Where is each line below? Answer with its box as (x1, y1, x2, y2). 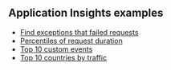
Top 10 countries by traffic (19, 52, 107, 62)
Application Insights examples (8, 6, 164, 20)
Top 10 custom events (19, 44, 93, 54)
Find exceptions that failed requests (19, 27, 139, 37)
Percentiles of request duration (19, 36, 123, 45)
